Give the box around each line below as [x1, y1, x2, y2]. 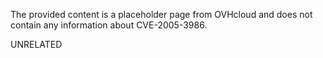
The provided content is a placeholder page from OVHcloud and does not [10, 9, 313, 20]
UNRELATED [10, 39, 63, 50]
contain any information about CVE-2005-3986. [10, 19, 208, 31]
